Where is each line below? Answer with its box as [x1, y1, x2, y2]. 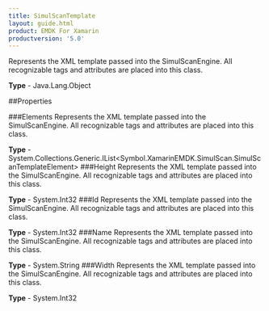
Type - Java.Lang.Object [8, 81, 91, 90]
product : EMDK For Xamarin [8, 27, 99, 35]
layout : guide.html [8, 19, 74, 27]
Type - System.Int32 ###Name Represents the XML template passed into [8, 228, 253, 237]
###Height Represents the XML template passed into [80, 162, 257, 172]
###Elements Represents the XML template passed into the [8, 112, 207, 122]
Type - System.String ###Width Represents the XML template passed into [8, 260, 256, 271]
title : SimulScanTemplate [8, 11, 95, 20]
